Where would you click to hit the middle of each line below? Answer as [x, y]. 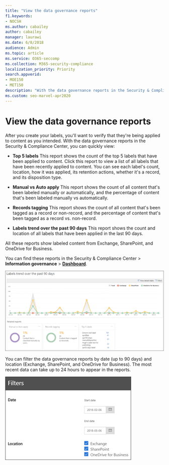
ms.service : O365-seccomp [32, 59]
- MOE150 [14, 80]
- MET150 [14, 85]
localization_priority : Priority [40, 69]
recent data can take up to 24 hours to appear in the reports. [68, 370]
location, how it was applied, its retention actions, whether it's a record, [87, 172]
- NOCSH [13, 21]
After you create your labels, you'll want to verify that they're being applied [83, 135]
